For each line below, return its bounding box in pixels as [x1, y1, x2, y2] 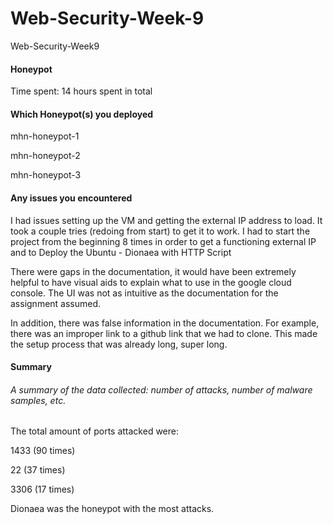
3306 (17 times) [10, 483, 75, 496]
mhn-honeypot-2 [10, 150, 81, 162]
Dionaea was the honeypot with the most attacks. [10, 503, 215, 515]
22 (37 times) [10, 464, 66, 476]
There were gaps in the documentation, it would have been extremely [10, 265, 297, 277]
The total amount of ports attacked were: [10, 425, 180, 437]
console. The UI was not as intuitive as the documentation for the [10, 287, 279, 299]
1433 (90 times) [10, 445, 76, 457]
